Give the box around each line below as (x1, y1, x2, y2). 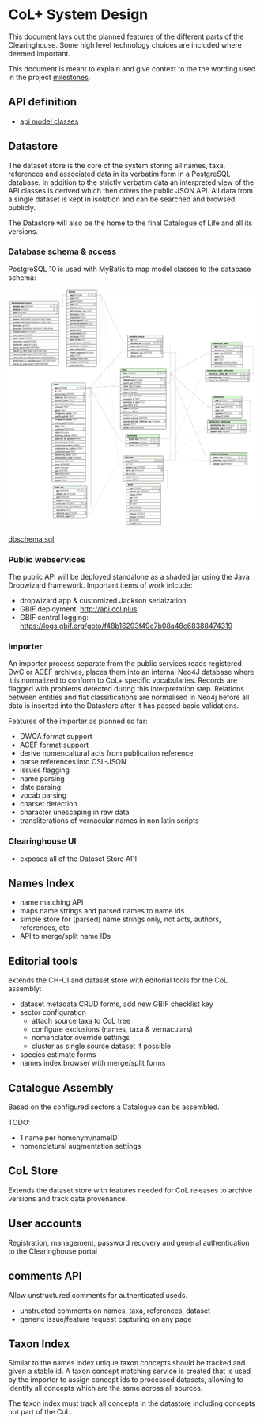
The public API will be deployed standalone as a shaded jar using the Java (8, 572, 251, 582)
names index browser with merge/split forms (19, 1058, 166, 1068)
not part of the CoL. (8, 1407, 73, 1417)
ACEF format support (19, 740, 89, 750)
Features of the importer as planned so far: (8, 716, 148, 726)
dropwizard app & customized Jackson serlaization (19, 596, 187, 606)
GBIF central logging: (19, 613, 89, 622)
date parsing (19, 783, 62, 792)
